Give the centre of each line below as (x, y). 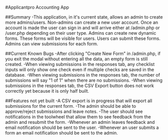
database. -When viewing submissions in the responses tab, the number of (83, 75)
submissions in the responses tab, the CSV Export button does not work (80, 86)
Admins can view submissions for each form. (52, 44)
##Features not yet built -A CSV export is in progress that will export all (79, 101)
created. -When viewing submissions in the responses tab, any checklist (80, 64)
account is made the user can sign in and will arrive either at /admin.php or (82, 28)
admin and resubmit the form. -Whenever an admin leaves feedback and (80, 122)
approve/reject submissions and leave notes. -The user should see (74, 111)
